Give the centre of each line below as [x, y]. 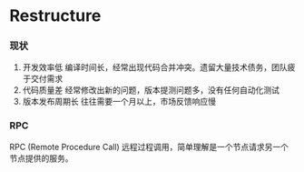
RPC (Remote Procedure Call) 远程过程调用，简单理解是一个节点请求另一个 [149, 147]
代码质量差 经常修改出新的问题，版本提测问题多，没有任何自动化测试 [151, 90]
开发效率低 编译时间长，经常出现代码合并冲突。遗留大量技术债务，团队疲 [159, 67]
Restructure [55, 16]
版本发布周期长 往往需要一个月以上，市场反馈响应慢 [119, 102]
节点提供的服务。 [41, 158]
